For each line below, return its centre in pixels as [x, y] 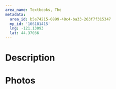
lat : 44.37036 [24, 33]
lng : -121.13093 [27, 28]
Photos [20, 81]
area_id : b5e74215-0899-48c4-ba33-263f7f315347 [61, 19]
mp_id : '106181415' [30, 24]
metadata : [16, 14]
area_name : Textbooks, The [33, 10]
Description [30, 58]
